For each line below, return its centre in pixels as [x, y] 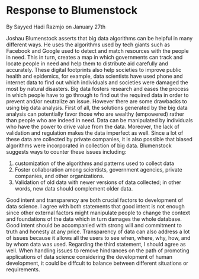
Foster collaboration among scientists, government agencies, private [98, 169]
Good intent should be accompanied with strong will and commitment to [94, 225]
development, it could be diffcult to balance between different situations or [97, 263]
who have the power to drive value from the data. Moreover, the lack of [93, 126]
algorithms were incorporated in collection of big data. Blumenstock [89, 145]
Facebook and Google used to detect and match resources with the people [97, 50]
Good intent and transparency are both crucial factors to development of [95, 200]
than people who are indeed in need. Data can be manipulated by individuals [99, 120]
